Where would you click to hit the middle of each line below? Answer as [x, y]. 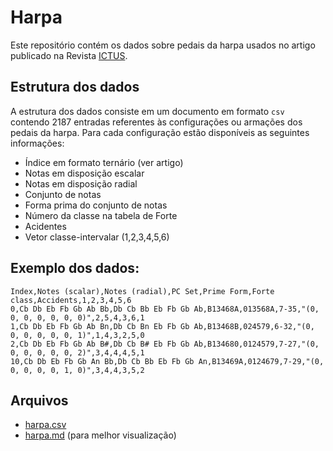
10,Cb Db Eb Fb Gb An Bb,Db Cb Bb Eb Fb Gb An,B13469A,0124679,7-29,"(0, [167, 361]
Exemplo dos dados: [75, 268]
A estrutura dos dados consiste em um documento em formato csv [147, 111]
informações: [37, 143]
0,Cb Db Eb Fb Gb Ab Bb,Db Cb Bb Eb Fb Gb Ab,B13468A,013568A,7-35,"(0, [165, 309]
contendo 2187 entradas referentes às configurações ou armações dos [156, 122]
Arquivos [39, 400]
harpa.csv [45, 425]
